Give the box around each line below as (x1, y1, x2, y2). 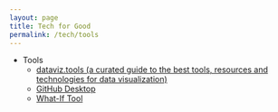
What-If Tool (35, 93, 83, 104)
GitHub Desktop (35, 83, 96, 95)
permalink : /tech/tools (9, 30, 100, 39)
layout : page (9, 13, 59, 23)
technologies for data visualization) (35, 74, 168, 85)
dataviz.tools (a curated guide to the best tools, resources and (35, 64, 269, 75)
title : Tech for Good (9, 22, 91, 31)
